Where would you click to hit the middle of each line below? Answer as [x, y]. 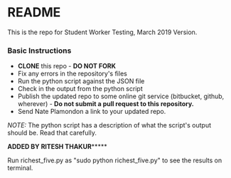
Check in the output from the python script [80, 89]
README [34, 12]
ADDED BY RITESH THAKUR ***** [58, 147]
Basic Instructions [39, 51]
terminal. [20, 168]
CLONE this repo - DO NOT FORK [66, 66]
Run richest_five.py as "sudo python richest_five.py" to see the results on [115, 160]
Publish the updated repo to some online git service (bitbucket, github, [121, 96]
